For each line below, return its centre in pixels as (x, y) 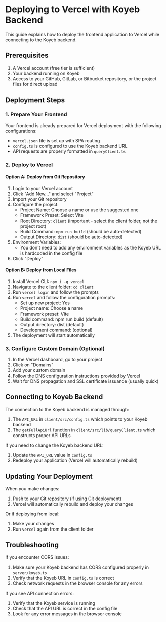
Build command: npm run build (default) (61, 319)
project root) (33, 226)
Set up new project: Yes (45, 303)
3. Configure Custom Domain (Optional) (55, 348)
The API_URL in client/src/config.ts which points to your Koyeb (80, 419)
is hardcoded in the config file (51, 253)
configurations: (21, 131)
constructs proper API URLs (41, 435)
